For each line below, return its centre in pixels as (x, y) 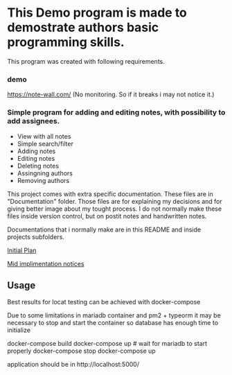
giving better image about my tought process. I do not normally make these (115, 209)
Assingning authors (45, 173)
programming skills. (66, 42)
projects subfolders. (36, 236)
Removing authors (43, 180)
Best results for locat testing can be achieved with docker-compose (104, 302)
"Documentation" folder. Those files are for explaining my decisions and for (115, 201)
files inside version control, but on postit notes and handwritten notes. (107, 216)
